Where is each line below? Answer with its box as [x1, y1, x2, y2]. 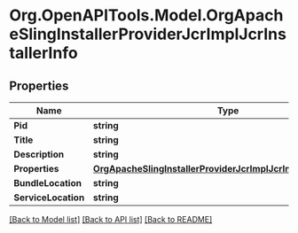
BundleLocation [13, 177, 82, 189]
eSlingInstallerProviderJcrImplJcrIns [9, 24, 286, 44]
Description [13, 148, 65, 160]
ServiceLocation [13, 191, 85, 204]
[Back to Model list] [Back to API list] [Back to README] [9, 214, 213, 224]
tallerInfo [9, 43, 78, 63]
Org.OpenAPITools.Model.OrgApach [9, 5, 284, 26]
